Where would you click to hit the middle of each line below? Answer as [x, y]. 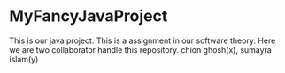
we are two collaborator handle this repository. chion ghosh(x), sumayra [140, 49]
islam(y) [24, 59]
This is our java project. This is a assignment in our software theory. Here [142, 40]
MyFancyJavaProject [89, 16]
